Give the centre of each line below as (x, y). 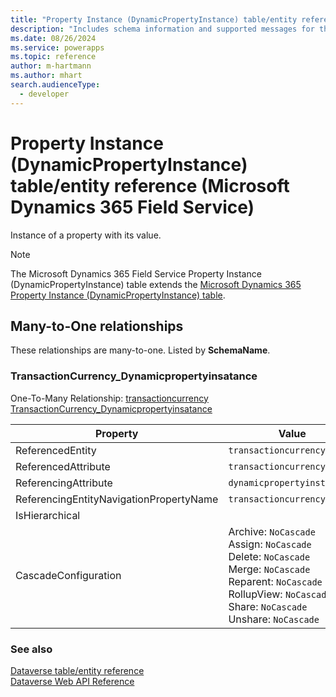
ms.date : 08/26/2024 (53, 38)
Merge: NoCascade (269, 569)
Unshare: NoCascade (274, 619)
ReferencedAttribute (63, 466)
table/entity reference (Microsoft (150, 185)
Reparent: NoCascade (275, 581)
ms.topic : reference (53, 57)
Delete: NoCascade (269, 556)
